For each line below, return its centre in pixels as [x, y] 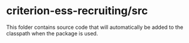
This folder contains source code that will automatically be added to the [95, 27]
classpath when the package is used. [52, 33]
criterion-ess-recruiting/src [77, 11]
